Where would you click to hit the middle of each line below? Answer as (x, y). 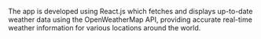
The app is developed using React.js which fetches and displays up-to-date (130, 11)
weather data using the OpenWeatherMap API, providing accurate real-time (130, 19)
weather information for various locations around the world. (105, 28)
